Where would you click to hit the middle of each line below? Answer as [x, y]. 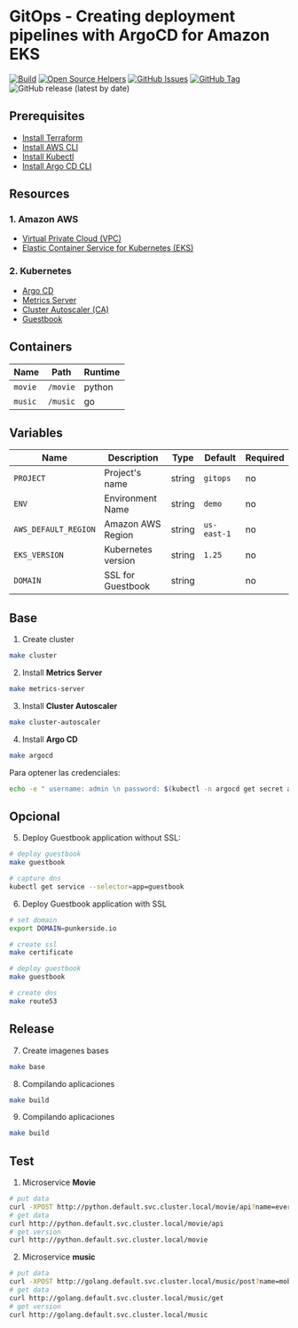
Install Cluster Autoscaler [70, 705]
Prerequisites [47, 116]
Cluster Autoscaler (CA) [65, 310]
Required [265, 458]
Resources [39, 194]
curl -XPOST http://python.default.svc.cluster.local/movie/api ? [132, 1207]
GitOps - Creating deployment [122, 16]
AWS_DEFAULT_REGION [55, 530]
